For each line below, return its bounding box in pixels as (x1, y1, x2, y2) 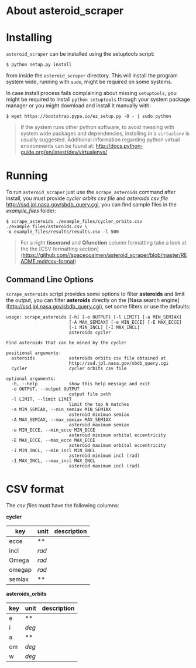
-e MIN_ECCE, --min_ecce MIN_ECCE (11, 427, 95, 433)
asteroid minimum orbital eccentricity (68, 432, 166, 438)
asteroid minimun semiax (68, 412, 130, 418)
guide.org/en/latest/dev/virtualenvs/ (20, 148, 108, 156)
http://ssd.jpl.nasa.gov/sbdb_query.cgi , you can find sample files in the (6, 201, 177, 208)
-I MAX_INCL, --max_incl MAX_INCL (11, 457, 95, 464)
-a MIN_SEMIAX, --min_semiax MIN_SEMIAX (11, 406, 111, 412)
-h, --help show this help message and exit (11, 381, 150, 386)
